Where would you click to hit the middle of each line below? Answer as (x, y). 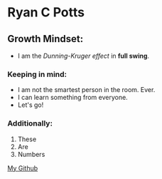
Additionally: (30, 123)
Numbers (31, 154)
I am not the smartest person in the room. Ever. (86, 90)
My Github (23, 168)
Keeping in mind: (37, 74)
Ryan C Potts (46, 12)
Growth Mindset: (45, 39)
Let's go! (31, 105)
